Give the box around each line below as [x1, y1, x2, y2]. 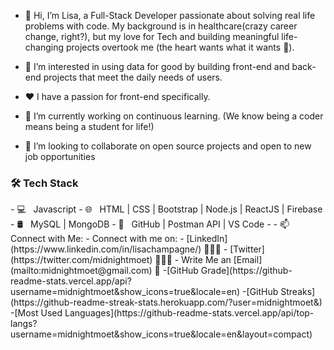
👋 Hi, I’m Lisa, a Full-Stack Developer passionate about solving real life [24, 10, 316, 21]
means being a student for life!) [24, 121, 155, 132]
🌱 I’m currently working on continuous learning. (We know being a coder [24, 110, 324, 122]
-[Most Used [10, 307, 63, 319]
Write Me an [181, 254, 232, 266]
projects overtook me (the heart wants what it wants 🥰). [65, 41, 295, 53]
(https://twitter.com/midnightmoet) [10, 254, 153, 266]
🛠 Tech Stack [10, 176, 79, 190]
